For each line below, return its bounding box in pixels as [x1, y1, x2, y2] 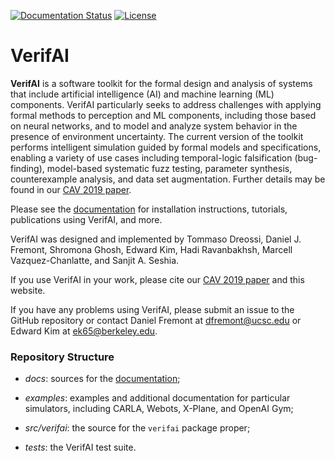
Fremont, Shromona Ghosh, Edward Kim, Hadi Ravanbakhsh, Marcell [10, 243, 293, 255]
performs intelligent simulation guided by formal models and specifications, [10, 141, 322, 153]
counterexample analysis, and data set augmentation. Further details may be [10, 173, 326, 185]
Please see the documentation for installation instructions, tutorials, [10, 203, 288, 215]
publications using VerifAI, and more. [10, 213, 163, 225]
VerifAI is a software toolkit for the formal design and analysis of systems [10, 77, 313, 89]
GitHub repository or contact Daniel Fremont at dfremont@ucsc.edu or [10, 314, 302, 326]
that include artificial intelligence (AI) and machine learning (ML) [10, 88, 275, 100]
